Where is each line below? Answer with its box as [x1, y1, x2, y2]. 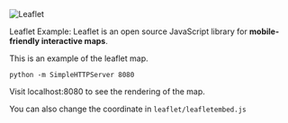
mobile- [248, 26, 280, 37]
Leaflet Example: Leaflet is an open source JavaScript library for [9, 26, 247, 37]
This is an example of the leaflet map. [9, 53, 148, 64]
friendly [9, 36, 40, 46]
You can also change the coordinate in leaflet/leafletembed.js [9, 103, 247, 114]
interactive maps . [40, 36, 108, 46]
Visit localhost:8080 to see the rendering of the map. [9, 86, 205, 97]
